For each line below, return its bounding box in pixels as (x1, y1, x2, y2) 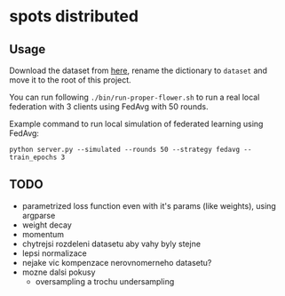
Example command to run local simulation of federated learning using (9, 118, 264, 129)
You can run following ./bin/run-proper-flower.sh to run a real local (9, 92, 260, 102)
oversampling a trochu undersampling (35, 276, 175, 286)
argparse (21, 210, 56, 220)
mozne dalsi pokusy (21, 267, 96, 277)
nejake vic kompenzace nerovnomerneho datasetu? (21, 257, 212, 268)
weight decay (21, 220, 73, 230)
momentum (21, 228, 65, 239)
